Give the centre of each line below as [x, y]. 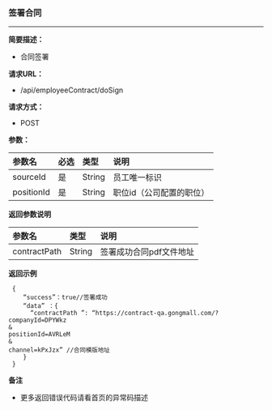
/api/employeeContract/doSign [72, 90]
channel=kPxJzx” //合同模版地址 [59, 350]
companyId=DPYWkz [38, 320]
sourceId [29, 177]
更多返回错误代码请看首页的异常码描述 [84, 398]
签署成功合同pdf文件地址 [147, 252]
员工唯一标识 [137, 177]
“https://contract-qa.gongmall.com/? [155, 314]
